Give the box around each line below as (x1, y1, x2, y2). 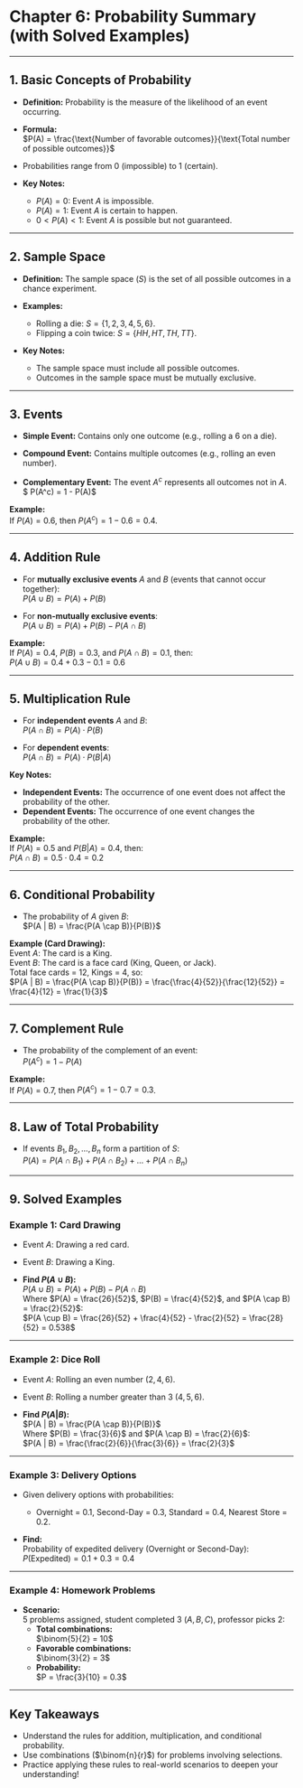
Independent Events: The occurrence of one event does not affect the (22, 787, 286, 798)
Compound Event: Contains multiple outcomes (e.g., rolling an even (22, 448, 276, 459)
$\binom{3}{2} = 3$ (35, 1652, 111, 1663)
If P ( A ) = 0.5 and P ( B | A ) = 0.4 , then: (9, 843, 144, 854)
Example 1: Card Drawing (9, 1218, 122, 1231)
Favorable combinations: (35, 1643, 132, 1654)
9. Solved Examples (9, 1192, 123, 1207)
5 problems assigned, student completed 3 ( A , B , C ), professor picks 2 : (22, 1615, 286, 1625)
